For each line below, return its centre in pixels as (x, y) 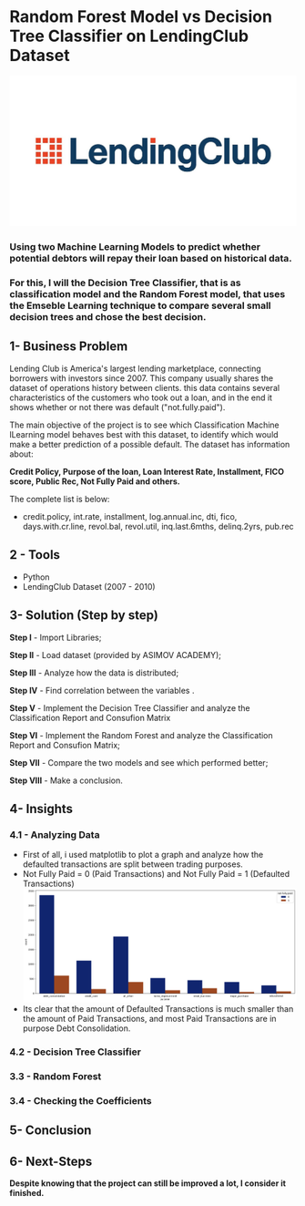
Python (36, 577)
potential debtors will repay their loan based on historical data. (151, 259)
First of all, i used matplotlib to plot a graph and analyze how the (143, 855)
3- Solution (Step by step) (84, 616)
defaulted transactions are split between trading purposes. (132, 864)
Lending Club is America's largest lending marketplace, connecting (135, 368)
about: (21, 454)
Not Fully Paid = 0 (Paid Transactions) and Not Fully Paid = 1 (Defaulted (156, 874)
